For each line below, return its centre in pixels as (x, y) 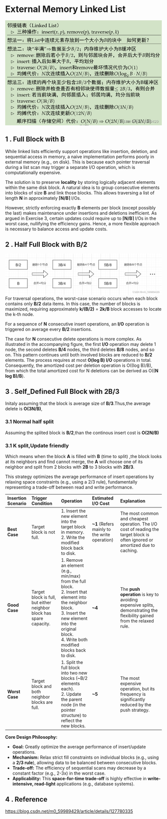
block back (72, 548)
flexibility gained (137, 616)
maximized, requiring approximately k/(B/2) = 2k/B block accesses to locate (83, 309)
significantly (133, 699)
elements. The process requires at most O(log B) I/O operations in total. (78, 360)
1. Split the (72, 662)
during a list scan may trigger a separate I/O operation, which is (70, 167)
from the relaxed (137, 621)
